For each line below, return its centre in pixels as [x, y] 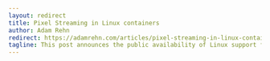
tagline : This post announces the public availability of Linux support [133, 45]
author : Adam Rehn [39, 30]
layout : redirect [37, 15]
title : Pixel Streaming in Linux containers [84, 23]
